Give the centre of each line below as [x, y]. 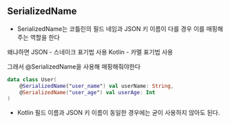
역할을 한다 [45, 37]
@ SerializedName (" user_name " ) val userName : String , [97, 86]
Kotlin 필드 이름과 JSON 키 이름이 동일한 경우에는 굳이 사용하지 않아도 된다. [118, 113]
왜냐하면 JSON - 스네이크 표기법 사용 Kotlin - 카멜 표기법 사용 [90, 52]
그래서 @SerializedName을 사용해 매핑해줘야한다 [74, 66]
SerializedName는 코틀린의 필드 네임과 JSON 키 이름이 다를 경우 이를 [111, 29]
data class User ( [32, 79]
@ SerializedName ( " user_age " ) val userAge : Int [87, 92]
